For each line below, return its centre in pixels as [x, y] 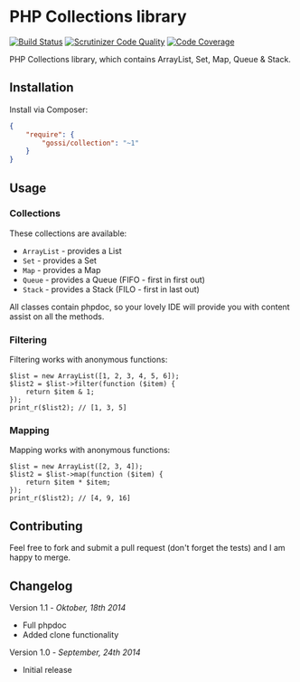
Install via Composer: [49, 109]
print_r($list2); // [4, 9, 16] [70, 498]
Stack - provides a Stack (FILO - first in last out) [111, 289]
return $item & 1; [60, 392]
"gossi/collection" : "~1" [91, 143]
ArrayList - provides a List [72, 251]
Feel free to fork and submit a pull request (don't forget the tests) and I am [148, 548]
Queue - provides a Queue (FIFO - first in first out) [114, 279]
